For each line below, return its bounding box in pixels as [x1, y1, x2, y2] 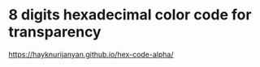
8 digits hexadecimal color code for [8, 6, 252, 24]
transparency [8, 23, 102, 41]
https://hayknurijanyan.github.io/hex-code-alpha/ [8, 49, 174, 59]
